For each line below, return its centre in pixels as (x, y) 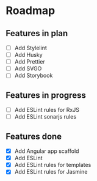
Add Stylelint (31, 48)
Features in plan (37, 33)
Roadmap (31, 11)
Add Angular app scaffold (47, 151)
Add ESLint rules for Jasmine (51, 172)
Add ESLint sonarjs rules (45, 117)
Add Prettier (30, 62)
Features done (34, 136)
